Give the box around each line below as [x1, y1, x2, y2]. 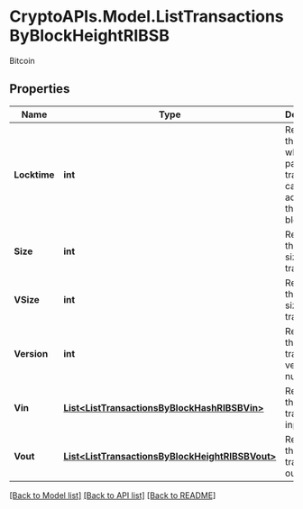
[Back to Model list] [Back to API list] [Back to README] [9, 489, 216, 501]
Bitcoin [9, 55, 36, 66]
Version [14, 347, 49, 359]
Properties [9, 81, 70, 96]
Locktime [14, 168, 55, 181]
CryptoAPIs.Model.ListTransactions [9, 6, 284, 27]
